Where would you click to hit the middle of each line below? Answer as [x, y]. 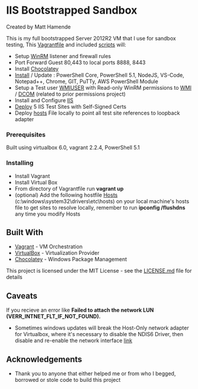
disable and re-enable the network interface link [74, 341]
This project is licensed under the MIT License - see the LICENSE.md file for [99, 271]
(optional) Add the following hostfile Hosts [66, 195]
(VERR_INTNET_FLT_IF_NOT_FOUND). [53, 317]
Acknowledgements [44, 359]
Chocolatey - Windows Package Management [71, 260]
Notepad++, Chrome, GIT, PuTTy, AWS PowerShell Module [86, 81]
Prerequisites [26, 134]
